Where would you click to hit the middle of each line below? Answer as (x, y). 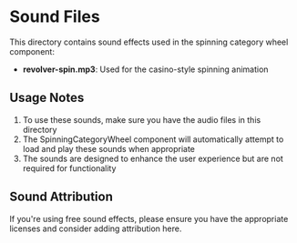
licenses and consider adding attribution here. (96, 228)
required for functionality (69, 168)
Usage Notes (47, 98)
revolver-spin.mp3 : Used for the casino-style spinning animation (145, 69)
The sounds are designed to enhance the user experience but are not (153, 158)
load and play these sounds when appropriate (109, 148)
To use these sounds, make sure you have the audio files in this (142, 119)
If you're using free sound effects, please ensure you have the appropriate (149, 218)
